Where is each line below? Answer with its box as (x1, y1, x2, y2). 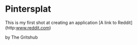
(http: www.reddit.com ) (5, 24, 51, 30)
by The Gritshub (5, 34, 38, 40)
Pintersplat (5, 3, 51, 15)
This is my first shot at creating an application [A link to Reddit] (5, 20, 133, 25)
